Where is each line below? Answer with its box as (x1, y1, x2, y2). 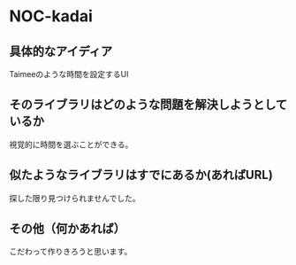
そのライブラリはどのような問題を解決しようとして (9, 97, 288, 113)
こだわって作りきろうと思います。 (9, 246, 133, 257)
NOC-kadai (9, 6, 93, 27)
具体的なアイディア (9, 43, 113, 58)
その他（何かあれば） (9, 222, 125, 237)
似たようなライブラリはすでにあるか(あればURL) (9, 168, 274, 183)
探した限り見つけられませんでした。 (9, 192, 140, 203)
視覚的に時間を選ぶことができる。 (9, 139, 133, 150)
